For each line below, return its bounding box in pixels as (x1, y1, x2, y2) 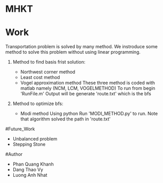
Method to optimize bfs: (12, 100, 64, 107)
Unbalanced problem (12, 136, 57, 142)
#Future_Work (5, 126, 35, 132)
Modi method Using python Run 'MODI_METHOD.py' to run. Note (20, 111, 158, 117)
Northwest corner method (20, 69, 75, 75)
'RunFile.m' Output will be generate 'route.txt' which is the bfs (20, 91, 151, 97)
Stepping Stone (12, 141, 46, 148)
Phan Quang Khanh (12, 161, 54, 167)
